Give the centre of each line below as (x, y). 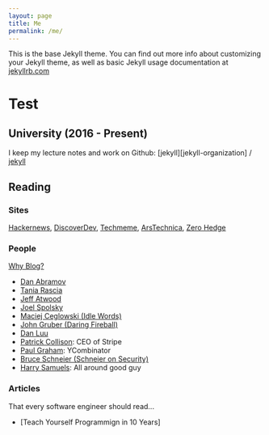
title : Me (25, 23)
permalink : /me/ (36, 31)
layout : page (30, 16)
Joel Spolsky (41, 307)
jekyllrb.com (29, 71)
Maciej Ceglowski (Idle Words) (71, 316)
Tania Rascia (41, 290)
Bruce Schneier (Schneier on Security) (84, 359)
